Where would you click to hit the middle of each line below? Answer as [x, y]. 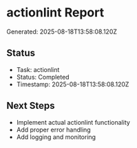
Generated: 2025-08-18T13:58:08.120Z [62, 32]
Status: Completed [43, 77]
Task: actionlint [38, 69]
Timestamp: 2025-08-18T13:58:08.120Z [73, 84]
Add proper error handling [53, 129]
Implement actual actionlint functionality [73, 122]
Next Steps [31, 106]
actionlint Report [55, 13]
